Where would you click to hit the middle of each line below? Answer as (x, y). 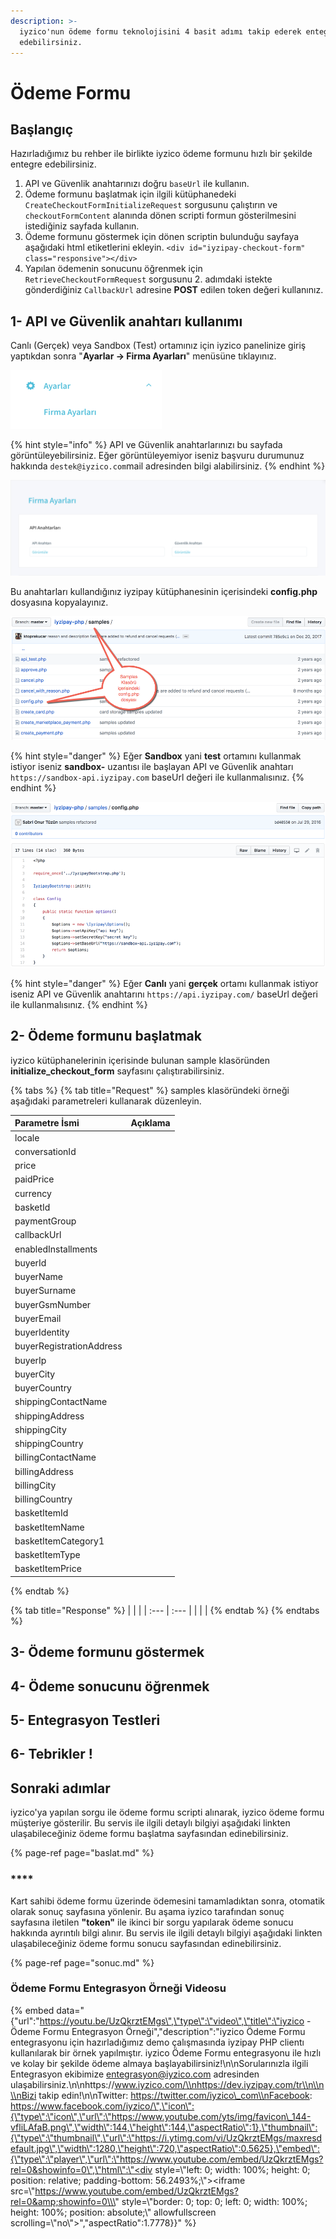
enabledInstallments (56, 1249)
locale (27, 1137)
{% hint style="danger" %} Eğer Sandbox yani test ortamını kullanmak (156, 756)
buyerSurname (45, 1291)
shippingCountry (49, 1444)
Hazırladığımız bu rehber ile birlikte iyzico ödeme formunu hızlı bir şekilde (161, 154)
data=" (70, 2010)
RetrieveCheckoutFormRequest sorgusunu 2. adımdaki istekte (148, 279)
